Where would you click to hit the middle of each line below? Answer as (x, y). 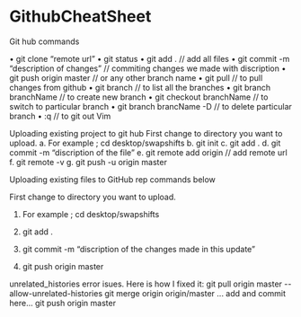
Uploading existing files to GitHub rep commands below (112, 179)
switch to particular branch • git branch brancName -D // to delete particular (150, 106)
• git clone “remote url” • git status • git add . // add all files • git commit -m (150, 58)
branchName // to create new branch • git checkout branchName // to (139, 97)
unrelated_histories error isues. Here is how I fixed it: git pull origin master (146, 284)
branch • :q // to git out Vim (60, 116)
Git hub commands (44, 41)
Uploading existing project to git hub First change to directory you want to (146, 133)
